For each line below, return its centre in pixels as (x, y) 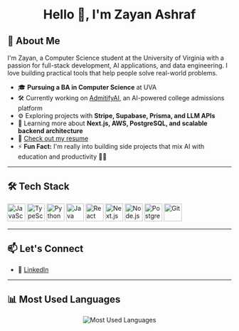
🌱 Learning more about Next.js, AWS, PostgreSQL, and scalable (112, 123)
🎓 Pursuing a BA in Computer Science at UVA (87, 87)
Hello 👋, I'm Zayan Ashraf (119, 15)
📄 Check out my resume (53, 138)
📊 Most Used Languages (64, 299)
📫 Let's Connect (46, 249)
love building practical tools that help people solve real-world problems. (113, 73)
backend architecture (50, 131)
